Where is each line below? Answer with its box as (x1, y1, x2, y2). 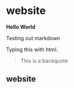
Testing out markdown (6, 34, 60, 41)
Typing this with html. (6, 45, 58, 53)
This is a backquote (20, 57, 69, 64)
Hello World (6, 23, 36, 30)
